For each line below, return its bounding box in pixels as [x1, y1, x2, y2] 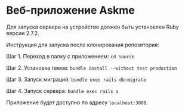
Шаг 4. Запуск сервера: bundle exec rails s [6, 87, 119, 94]
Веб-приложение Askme [6, 4, 135, 17]
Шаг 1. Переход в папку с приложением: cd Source [6, 52, 135, 60]
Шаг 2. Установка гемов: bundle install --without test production [6, 64, 177, 71]
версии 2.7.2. [6, 29, 40, 36]
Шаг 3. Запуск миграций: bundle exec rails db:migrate [6, 76, 146, 83]
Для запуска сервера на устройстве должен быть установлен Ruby [6, 23, 179, 30]
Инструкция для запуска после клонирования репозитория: [6, 41, 159, 48]
